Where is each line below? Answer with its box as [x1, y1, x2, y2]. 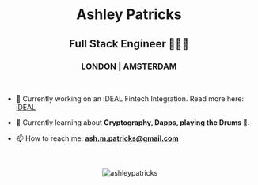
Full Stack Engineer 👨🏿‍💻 [68, 37, 190, 51]
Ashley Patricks [76, 6, 182, 24]
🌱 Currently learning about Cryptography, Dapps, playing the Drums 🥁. [15, 117, 251, 127]
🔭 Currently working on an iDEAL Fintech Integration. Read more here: [15, 93, 244, 104]
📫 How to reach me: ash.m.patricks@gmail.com [15, 133, 179, 143]
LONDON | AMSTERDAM [81, 61, 177, 72]
